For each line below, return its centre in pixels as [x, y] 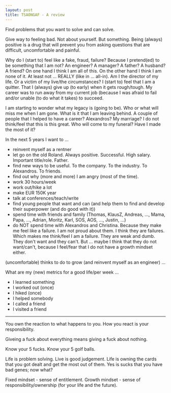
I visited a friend [30, 309]
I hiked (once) [27, 293]
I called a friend [29, 304]
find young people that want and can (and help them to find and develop [89, 203]
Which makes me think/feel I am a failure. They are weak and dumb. [84, 236]
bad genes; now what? [29, 370]
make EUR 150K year [35, 192]
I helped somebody [33, 298]
